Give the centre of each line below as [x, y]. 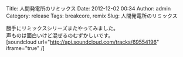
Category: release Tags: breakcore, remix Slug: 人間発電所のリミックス [92, 16]
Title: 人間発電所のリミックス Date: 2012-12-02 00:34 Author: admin [89, 8]
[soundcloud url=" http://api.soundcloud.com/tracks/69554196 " [83, 42]
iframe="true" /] [26, 48]
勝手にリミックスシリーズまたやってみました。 [62, 28]
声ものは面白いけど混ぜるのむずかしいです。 [60, 35]
